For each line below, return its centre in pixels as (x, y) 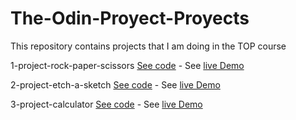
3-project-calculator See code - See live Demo (106, 104)
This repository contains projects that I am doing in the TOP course (148, 46)
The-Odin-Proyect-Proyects (130, 18)
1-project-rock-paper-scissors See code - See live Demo (127, 65)
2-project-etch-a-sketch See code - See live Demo (115, 84)
